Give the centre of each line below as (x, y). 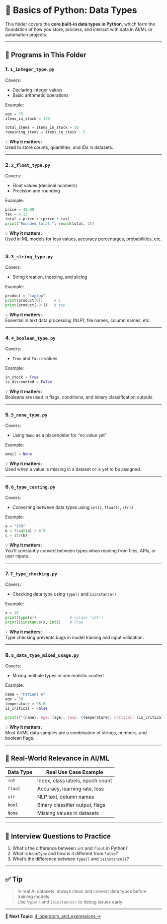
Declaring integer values (38, 90)
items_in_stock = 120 (28, 119)
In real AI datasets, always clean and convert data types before (82, 892)
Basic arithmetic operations (40, 95)
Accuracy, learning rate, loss (71, 789)
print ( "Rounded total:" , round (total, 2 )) (50, 224)
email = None (19, 454)
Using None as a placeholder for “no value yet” (59, 435)
